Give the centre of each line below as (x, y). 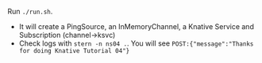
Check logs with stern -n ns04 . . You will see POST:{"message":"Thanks (136, 43)
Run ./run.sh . (30, 11)
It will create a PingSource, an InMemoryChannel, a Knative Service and (137, 26)
